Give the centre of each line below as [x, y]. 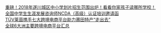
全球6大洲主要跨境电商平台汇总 [37, 26]
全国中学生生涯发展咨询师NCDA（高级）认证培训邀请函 [62, 13]
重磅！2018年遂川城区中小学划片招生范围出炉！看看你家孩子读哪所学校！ [80, 7]
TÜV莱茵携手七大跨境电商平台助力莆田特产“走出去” [58, 19]
